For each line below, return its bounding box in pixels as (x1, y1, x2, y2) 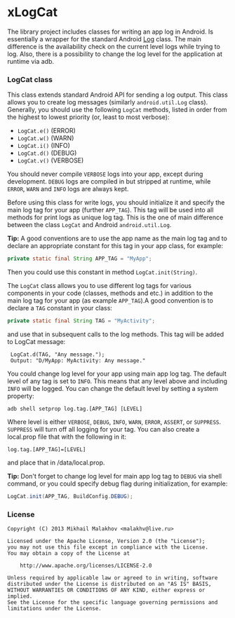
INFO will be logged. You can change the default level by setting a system (7, 384, 219, 392)
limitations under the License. (7, 605, 102, 612)
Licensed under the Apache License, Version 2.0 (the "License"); (7, 537, 206, 545)
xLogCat (7, 4, 58, 20)
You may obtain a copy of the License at (7, 550, 130, 557)
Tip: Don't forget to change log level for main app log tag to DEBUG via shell (7, 472, 222, 480)
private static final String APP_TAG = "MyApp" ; (7, 255, 152, 263)
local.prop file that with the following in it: (7, 432, 126, 441)
